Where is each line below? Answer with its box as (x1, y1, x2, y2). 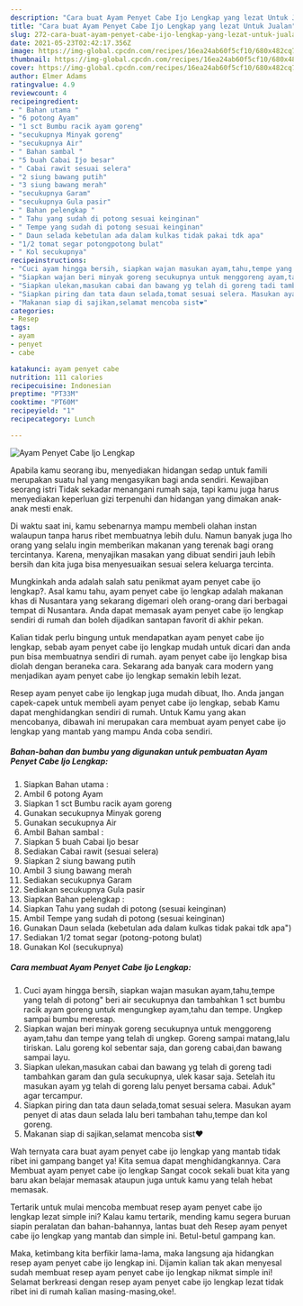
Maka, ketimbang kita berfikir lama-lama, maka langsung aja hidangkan (10, 1247, 274, 1258)
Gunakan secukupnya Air (22, 817, 117, 828)
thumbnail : (10, 55, 51, 64)
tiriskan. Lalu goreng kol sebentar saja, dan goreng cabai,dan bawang (22, 1042, 282, 1053)
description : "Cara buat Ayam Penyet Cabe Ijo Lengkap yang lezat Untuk (10, 13, 289, 23)
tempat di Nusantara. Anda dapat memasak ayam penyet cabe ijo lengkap (10, 604, 284, 615)
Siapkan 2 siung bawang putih (22, 855, 136, 866)
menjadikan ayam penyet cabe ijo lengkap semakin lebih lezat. (10, 670, 242, 681)
